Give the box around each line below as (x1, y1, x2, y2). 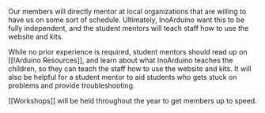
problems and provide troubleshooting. (8, 81, 135, 90)
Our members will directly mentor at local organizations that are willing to (8, 7, 247, 16)
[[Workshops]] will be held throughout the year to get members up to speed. (8, 96, 257, 105)
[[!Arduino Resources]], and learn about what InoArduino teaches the (8, 55, 233, 65)
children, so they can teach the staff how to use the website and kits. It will (8, 64, 252, 73)
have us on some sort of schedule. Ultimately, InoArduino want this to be (8, 15, 245, 24)
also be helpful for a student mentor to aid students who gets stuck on (8, 73, 237, 81)
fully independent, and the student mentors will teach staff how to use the (8, 24, 249, 32)
